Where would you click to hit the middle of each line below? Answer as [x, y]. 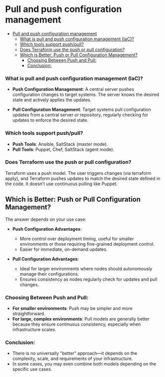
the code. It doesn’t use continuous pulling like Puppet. [61, 184]
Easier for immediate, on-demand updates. [64, 249]
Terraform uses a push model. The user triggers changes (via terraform [78, 173]
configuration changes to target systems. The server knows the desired [86, 95]
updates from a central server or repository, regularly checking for [80, 115]
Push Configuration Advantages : [47, 229]
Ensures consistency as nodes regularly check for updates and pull [88, 279]
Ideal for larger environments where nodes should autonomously [86, 269]
